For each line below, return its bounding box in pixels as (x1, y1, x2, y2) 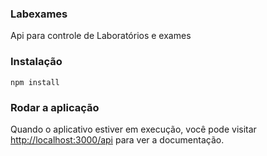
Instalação (10, 55, 63, 69)
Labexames (10, 7, 68, 21)
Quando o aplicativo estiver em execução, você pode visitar (10, 123, 257, 135)
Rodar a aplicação (10, 100, 100, 114)
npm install (10, 77, 60, 87)
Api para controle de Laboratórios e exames (10, 30, 192, 42)
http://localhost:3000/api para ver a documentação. (10, 133, 225, 146)
